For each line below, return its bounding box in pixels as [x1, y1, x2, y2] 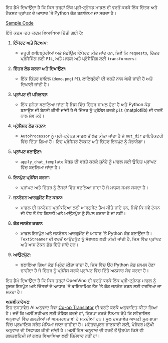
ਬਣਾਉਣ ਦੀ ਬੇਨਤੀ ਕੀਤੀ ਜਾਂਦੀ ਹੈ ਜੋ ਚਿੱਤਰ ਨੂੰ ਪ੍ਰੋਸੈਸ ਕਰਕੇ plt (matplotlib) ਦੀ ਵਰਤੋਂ [20, 107, 163, 113]
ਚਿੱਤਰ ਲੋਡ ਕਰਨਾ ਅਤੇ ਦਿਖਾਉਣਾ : [13, 65, 67, 71]
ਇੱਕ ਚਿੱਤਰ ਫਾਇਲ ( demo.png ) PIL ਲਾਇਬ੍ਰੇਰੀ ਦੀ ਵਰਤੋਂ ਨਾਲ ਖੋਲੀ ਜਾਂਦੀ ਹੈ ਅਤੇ [20, 75, 153, 81]
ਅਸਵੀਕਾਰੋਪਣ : [6, 299, 31, 305]
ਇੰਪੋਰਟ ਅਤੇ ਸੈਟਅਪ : [13, 40, 48, 46]
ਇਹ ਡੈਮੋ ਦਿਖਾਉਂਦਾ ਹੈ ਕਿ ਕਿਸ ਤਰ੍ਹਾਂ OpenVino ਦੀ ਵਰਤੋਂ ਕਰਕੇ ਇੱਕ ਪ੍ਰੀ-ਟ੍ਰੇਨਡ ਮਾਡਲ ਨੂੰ [6, 278, 156, 283]
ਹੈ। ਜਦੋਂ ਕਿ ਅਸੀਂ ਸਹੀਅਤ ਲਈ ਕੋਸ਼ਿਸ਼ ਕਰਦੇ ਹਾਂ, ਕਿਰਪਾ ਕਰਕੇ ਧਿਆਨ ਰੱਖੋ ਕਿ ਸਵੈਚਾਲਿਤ [6, 310, 150, 316]
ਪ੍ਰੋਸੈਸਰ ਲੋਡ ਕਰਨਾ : [13, 123, 47, 129]
